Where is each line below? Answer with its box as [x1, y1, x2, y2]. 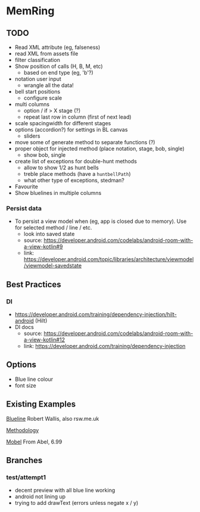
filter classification [14, 57, 61, 63]
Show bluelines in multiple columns [14, 190, 102, 196]
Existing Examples [6, 399, 76, 409]
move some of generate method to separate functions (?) [14, 139, 156, 145]
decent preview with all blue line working [14, 487, 115, 494]
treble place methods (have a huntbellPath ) [23, 170, 131, 177]
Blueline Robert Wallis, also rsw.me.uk [6, 415, 99, 422]
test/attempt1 [6, 473, 46, 481]
